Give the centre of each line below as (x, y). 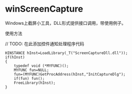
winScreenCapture (44, 9)
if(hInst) (15, 57)
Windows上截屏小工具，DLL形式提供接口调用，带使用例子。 (66, 23)
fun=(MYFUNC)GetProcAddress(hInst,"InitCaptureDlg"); (70, 74)
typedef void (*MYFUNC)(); (41, 66)
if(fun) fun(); (29, 78)
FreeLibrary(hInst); (35, 83)
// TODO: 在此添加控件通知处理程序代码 (45, 44)
